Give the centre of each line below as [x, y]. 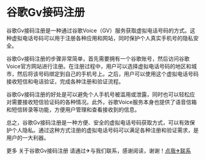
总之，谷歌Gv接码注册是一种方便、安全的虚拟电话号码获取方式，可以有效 [98, 122]
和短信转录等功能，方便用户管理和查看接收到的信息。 [73, 110]
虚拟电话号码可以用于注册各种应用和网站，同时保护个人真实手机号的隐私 [102, 38]
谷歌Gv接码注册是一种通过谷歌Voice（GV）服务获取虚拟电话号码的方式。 [98, 30]
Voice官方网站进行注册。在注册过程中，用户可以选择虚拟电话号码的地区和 [99, 66]
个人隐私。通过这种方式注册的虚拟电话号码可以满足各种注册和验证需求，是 [105, 130]
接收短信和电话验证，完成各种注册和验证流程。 [65, 81]
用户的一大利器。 [28, 137]
